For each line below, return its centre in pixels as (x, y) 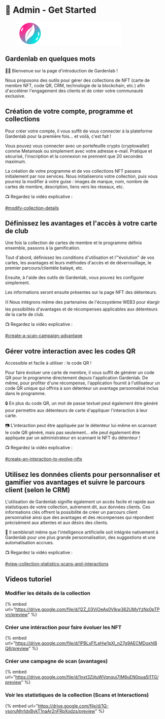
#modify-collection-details (32, 208)
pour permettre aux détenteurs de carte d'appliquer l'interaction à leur (76, 410)
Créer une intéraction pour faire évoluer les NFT (63, 627)
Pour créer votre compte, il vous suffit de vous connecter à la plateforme (79, 131)
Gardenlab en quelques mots (50, 59)
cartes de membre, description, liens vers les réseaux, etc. (65, 187)
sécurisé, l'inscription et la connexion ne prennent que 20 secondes (74, 156)
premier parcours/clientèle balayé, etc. (44, 268)
